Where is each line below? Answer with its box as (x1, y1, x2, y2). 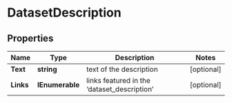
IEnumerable (37, 80, 80, 89)
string (37, 64, 57, 74)
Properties (7, 32, 54, 44)
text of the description (86, 64, 158, 74)
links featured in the (86, 76, 151, 85)
